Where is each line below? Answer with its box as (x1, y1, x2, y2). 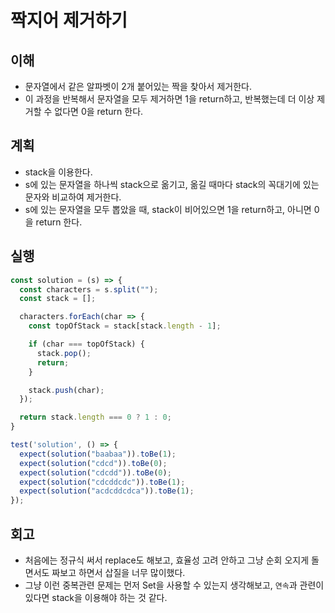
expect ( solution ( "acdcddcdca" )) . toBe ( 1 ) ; (19, 486, 195, 496)
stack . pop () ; (36, 348, 92, 358)
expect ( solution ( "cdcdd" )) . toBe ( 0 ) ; (19, 467, 172, 478)
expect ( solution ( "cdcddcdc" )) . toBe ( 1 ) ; (19, 477, 186, 487)
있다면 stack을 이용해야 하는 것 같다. (24, 591, 168, 603)
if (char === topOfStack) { (28, 339, 145, 349)
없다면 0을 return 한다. (54, 106, 144, 117)
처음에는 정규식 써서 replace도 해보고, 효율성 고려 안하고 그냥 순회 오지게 (24, 554, 310, 566)
